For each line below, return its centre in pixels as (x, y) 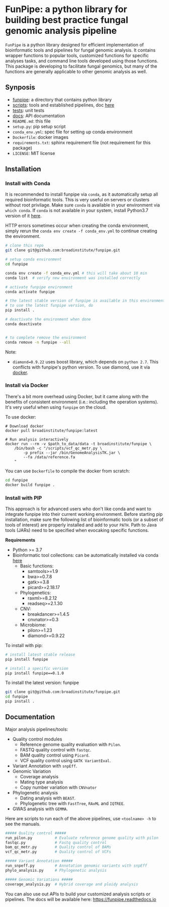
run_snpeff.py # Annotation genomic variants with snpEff (76, 866)
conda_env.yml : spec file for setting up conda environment (72, 132)
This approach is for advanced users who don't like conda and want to (78, 509)
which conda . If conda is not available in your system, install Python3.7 (77, 210)
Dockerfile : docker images (40, 137)
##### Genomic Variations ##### (39, 879)
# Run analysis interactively (37, 439)
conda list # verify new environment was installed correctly (73, 278)
